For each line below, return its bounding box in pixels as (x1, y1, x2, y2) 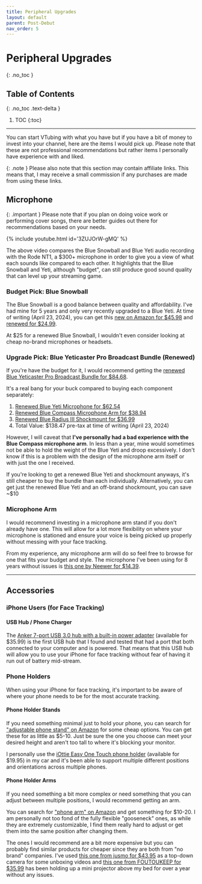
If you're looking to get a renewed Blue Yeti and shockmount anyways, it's (6, 471, 189, 478)
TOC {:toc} (14, 117, 42, 123)
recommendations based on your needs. (6, 223, 107, 230)
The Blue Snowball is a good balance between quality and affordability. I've (6, 301, 192, 308)
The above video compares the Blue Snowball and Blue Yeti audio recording (6, 247, 194, 254)
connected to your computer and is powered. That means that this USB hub (6, 645, 194, 652)
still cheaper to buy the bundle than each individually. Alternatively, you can (6, 477, 194, 485)
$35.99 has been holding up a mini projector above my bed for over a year (6, 864, 191, 872)
